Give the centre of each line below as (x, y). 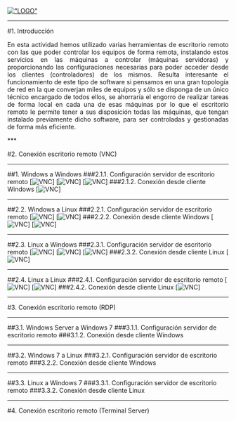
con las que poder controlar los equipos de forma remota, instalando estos (118, 52)
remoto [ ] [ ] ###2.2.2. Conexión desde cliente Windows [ (111, 217)
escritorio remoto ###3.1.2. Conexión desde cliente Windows (96, 335)
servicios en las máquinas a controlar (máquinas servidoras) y (118, 59)
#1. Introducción (31, 31)
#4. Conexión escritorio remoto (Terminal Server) (78, 410)
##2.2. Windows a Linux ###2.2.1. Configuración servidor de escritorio (110, 209)
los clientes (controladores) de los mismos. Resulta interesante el (118, 75)
